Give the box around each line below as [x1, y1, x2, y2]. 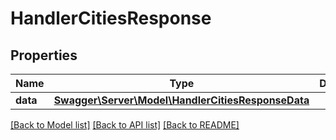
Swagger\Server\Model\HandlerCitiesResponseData [53, 93, 310, 107]
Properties [10, 47, 78, 64]
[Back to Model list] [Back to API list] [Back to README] [10, 119, 240, 131]
